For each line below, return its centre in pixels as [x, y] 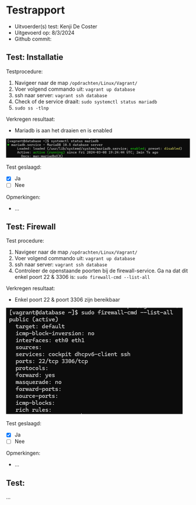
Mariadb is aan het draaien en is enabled [63, 130]
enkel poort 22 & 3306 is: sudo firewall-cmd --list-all [82, 277]
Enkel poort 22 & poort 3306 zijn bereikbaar [67, 300]
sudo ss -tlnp [32, 108]
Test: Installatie [35, 57]
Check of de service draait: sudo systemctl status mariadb [86, 101]
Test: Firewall [31, 226]
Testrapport [36, 10]
